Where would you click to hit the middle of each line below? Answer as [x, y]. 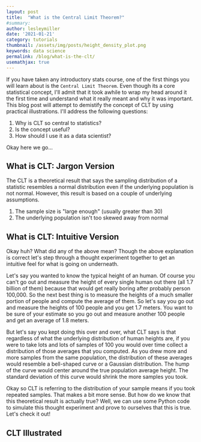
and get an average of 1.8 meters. [48, 321]
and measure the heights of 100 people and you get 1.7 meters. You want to [100, 308]
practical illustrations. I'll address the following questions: [77, 111]
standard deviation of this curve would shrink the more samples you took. [97, 377]
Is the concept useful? [42, 129]
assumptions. [23, 200]
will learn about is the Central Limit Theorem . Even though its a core [91, 85]
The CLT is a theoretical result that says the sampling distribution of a [92, 180]
